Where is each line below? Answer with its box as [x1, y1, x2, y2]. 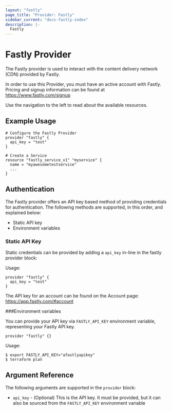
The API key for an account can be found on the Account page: [5, 292, 139, 298]
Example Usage [5, 117, 56, 126]
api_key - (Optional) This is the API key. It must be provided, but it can [12, 394, 161, 401]
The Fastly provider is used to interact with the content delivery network [5, 66, 158, 72]
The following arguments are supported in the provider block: [5, 384, 136, 390]
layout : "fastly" [5, 7, 43, 13]
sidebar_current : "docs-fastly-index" [5, 17, 88, 22]
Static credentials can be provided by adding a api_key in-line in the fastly [5, 249, 162, 255]
